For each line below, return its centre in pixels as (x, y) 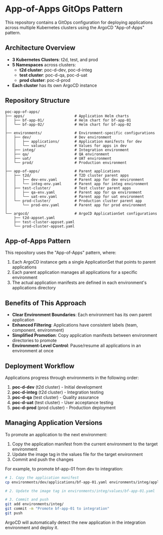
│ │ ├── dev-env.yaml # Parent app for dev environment (75, 180)
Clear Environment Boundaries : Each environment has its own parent (82, 315)
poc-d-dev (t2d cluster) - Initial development (57, 387)
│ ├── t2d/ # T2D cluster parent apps (67, 175)
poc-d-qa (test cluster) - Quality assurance (56, 397)
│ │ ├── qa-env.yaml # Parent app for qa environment (73, 192)
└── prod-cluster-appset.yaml (44, 226)
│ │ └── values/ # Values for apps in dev (66, 146)
